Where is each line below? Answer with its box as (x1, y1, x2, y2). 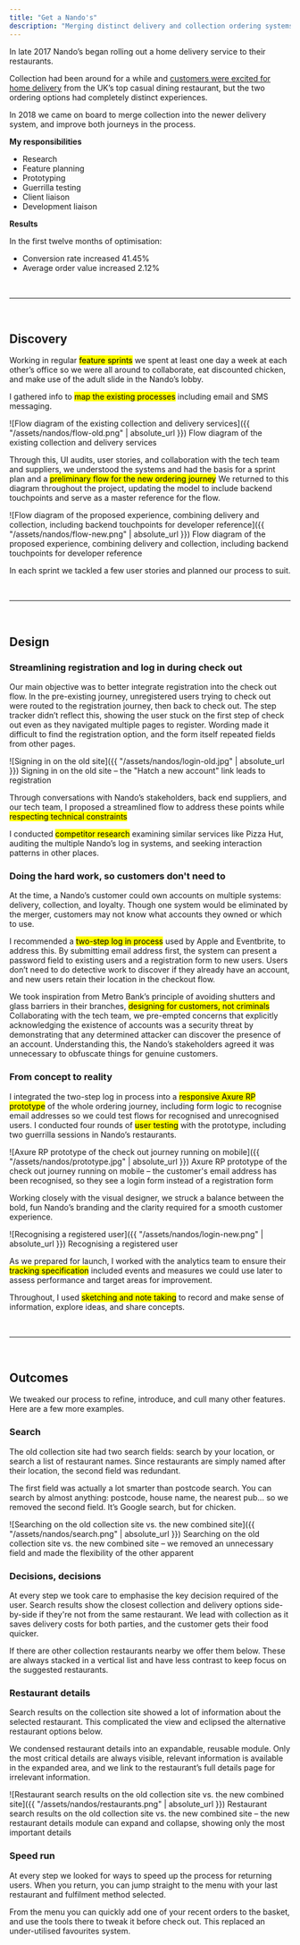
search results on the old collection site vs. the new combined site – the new (9, 1808, 290, 1819)
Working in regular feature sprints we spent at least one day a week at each (9, 355, 287, 366)
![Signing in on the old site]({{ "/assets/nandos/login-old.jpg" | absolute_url (9, 756, 285, 766)
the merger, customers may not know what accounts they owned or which (9, 909, 283, 920)
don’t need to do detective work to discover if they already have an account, (9, 964, 290, 975)
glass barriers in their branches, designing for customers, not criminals (9, 1001, 271, 1012)
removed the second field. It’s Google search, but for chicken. (9, 1501, 237, 1512)
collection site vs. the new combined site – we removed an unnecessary (9, 1538, 274, 1549)
